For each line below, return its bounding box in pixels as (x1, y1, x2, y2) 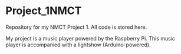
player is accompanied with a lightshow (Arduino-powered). (5, 41, 151, 48)
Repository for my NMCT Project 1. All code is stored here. (5, 23, 147, 31)
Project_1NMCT (5, 4, 82, 18)
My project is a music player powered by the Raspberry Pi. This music (5, 35, 175, 42)
